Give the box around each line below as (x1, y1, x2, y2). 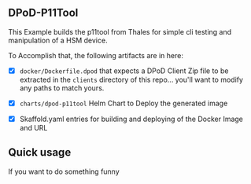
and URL (19, 123, 48, 132)
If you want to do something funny (8, 167, 120, 176)
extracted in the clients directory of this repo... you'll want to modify (19, 75, 244, 84)
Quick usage (8, 145, 72, 160)
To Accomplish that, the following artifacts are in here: (8, 50, 183, 60)
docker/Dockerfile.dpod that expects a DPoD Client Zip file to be (19, 66, 229, 75)
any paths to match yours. (19, 83, 105, 93)
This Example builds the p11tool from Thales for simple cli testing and (8, 27, 232, 36)
